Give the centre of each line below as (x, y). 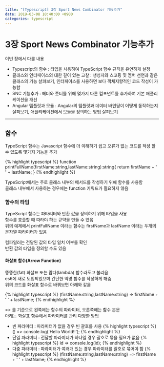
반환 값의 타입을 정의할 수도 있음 (36, 248)
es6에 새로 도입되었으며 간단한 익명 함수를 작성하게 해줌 (58, 278)
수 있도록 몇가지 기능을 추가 (31, 152)
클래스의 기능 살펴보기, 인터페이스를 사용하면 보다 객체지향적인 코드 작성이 (82, 82)
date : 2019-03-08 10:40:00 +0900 (39, 14)
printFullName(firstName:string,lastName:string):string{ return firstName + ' (81, 167)
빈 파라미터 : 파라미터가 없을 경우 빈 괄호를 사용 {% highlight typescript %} (84, 326)
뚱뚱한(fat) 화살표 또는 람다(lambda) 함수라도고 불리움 (57, 272)
